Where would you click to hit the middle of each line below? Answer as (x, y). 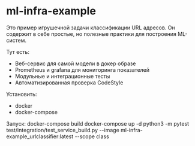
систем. (16, 40)
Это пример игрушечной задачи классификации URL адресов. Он (91, 28)
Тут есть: (18, 51)
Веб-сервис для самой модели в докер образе (75, 63)
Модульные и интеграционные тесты (62, 76)
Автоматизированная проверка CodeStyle (69, 83)
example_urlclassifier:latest (40, 136)
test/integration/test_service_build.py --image (63, 130)
